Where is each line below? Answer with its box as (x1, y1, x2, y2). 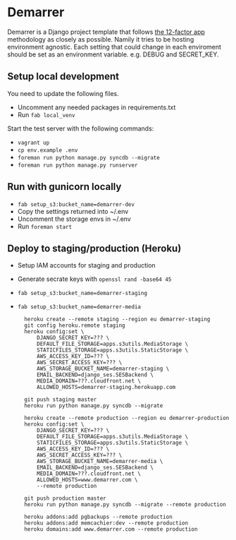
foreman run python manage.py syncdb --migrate (17, 154, 160, 161)
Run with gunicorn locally (7, 181, 122, 193)
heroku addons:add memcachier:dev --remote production (24, 520, 189, 527)
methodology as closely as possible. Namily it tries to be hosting (7, 35, 194, 43)
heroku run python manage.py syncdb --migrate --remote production (24, 501, 227, 508)
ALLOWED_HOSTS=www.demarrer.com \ (36, 476, 138, 484)
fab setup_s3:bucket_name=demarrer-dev (17, 200, 135, 208)
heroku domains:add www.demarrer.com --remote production (24, 526, 198, 533)
